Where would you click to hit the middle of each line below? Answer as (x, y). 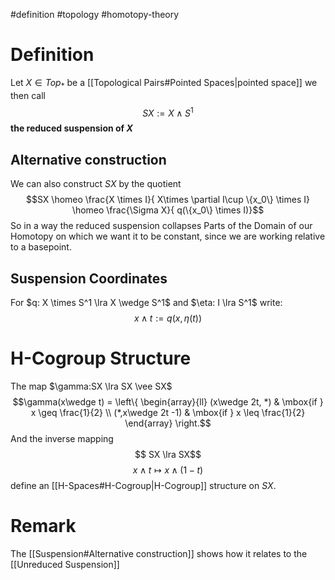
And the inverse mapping (62, 438)
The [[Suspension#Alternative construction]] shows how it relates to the (159, 553)
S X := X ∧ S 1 (168, 112)
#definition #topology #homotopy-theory (95, 14)
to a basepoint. (41, 247)
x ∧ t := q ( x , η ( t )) (168, 318)
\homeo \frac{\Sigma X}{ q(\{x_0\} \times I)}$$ (168, 210)
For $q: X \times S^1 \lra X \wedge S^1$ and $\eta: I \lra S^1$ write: (146, 303)
